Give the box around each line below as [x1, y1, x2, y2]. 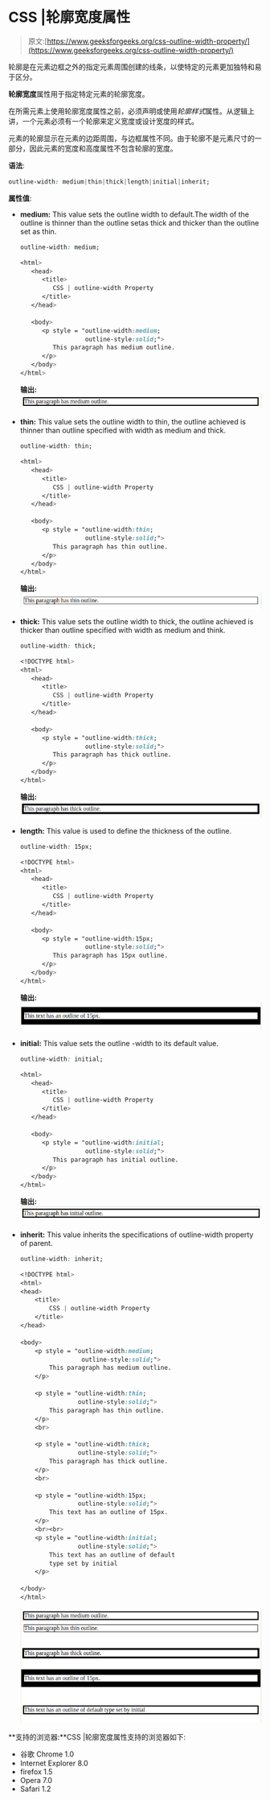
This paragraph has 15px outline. [52, 952, 169, 960]
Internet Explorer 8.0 [19, 1758, 88, 1768]
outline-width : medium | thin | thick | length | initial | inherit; [8, 177, 211, 186]
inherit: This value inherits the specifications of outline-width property [19, 1230, 254, 1239]
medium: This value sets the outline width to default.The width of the [19, 209, 249, 219]
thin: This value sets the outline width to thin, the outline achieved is [19, 417, 247, 427]
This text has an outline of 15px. [49, 1508, 169, 1517]
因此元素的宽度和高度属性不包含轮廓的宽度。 [29, 143, 178, 153]
